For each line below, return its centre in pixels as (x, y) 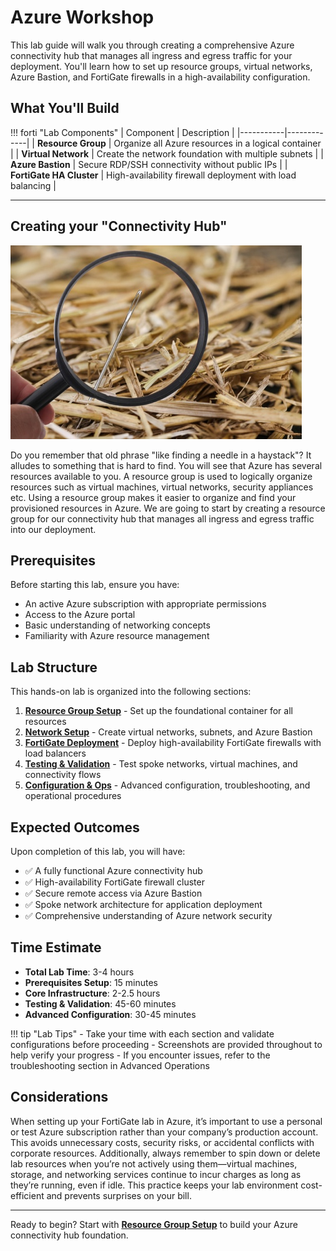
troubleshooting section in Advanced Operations (110, 1065)
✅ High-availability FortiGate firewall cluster (114, 882)
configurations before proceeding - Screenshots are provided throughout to (166, 1044)
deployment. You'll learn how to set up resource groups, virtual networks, (161, 66)
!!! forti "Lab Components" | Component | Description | (122, 132)
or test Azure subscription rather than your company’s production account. (164, 1132)
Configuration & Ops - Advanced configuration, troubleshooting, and (167, 785)
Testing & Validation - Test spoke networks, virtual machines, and (161, 764)
